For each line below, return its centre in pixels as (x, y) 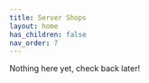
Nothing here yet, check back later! (75, 69)
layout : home (34, 26)
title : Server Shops (48, 18)
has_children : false (48, 34)
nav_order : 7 (34, 43)
